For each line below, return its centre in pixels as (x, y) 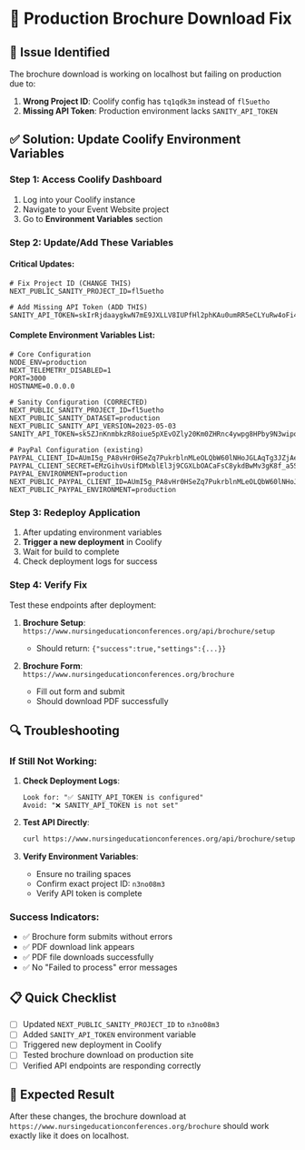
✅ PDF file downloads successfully (88, 957)
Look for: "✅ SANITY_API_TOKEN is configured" (113, 798)
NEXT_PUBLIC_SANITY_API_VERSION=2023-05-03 (93, 427)
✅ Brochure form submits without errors (98, 937)
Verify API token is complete (89, 893)
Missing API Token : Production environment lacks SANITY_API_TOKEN (150, 111)
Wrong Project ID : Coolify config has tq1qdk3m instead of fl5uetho (146, 101)
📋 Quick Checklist (63, 998)
